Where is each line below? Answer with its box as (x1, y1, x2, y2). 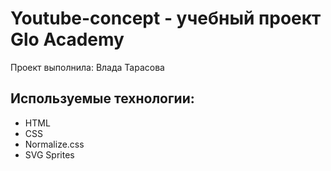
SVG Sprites (24, 148, 75, 161)
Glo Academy (10, 28, 125, 51)
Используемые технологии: (10, 90, 195, 107)
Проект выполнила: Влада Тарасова (10, 61, 165, 73)
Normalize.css (24, 138, 85, 150)
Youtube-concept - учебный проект (10, 7, 322, 30)
